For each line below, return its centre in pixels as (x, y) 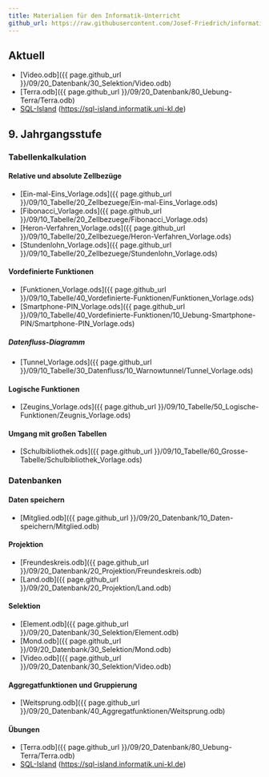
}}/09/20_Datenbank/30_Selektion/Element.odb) (99, 632)
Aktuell (27, 56)
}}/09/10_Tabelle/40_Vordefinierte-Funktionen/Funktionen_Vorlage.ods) (137, 298)
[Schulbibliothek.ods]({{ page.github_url (86, 451)
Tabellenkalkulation (47, 157)
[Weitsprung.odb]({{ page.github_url (80, 703)
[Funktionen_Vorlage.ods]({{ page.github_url (93, 290)
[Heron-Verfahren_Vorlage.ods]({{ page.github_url (102, 227)
